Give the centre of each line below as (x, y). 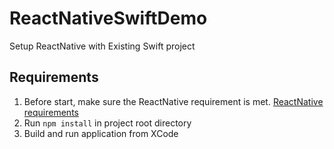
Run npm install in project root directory (107, 123)
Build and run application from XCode (101, 133)
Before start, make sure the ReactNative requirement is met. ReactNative (173, 101)
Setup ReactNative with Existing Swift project (102, 46)
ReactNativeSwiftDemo (108, 18)
